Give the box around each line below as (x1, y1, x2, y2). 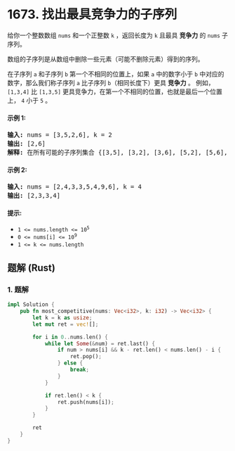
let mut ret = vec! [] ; (32, 321, 99, 328)
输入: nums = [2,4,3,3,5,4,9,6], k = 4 (7, 183, 142, 191)
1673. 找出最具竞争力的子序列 (7, 6, 177, 23)
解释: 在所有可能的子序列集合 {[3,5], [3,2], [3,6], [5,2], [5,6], (7, 148, 228, 157)
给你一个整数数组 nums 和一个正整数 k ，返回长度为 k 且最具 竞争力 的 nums (7, 31, 221, 39)
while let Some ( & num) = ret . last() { (44, 340, 156, 347)
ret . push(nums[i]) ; (57, 398, 114, 405)
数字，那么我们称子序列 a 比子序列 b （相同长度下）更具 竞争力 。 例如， (7, 78, 215, 87)
